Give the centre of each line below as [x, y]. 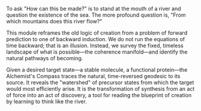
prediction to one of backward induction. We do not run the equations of [95, 39]
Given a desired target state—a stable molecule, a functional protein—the [97, 70]
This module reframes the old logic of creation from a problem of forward [97, 33]
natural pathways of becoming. [45, 58]
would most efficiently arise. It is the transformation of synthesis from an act [100, 89]
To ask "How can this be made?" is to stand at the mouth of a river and [94, 9]
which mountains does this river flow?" [54, 21]
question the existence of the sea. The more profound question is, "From [96, 15]
